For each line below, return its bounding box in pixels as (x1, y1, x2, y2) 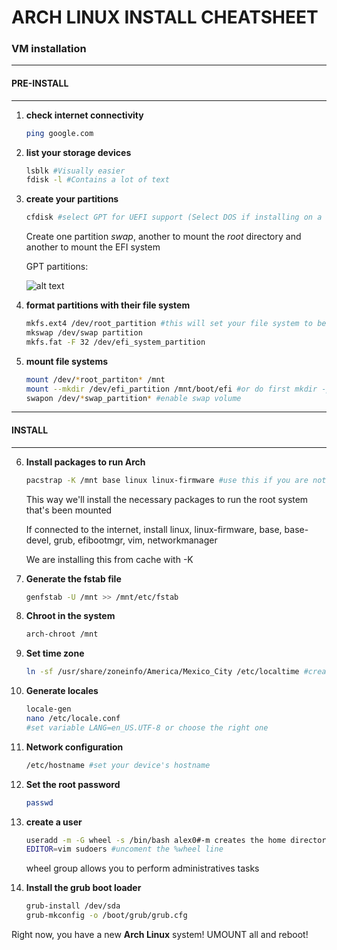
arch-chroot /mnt (25, 629, 99, 640)
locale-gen (25, 704, 72, 715)
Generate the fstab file (25, 572, 122, 585)
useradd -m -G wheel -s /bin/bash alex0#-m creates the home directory (25, 835, 331, 845)
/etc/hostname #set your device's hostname (25, 760, 211, 770)
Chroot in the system (25, 610, 116, 622)
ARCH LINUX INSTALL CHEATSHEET (11, 6, 319, 29)
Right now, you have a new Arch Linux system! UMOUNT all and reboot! (11, 929, 309, 941)
